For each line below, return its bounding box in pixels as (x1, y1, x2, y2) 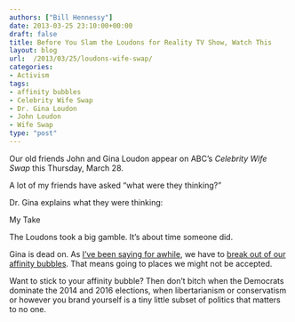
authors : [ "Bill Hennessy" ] (9, 12, 114, 22)
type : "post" (9, 129, 58, 138)
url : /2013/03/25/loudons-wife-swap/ (9, 54, 153, 63)
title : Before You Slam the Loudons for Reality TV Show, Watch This (9, 37, 273, 47)
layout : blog (9, 46, 58, 55)
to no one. (9, 303, 47, 314)
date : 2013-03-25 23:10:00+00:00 (9, 21, 133, 30)
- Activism (9, 71, 50, 80)
